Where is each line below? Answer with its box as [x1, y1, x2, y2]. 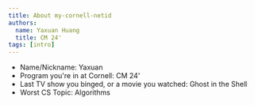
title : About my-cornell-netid [8, 11, 112, 20]
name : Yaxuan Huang [15, 26, 80, 34]
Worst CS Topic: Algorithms [19, 88, 111, 97]
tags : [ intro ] [8, 41, 56, 49]
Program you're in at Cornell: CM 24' [19, 71, 141, 81]
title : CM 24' [15, 33, 62, 42]
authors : [8, 19, 37, 27]
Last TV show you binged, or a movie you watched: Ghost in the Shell [19, 80, 248, 89]
